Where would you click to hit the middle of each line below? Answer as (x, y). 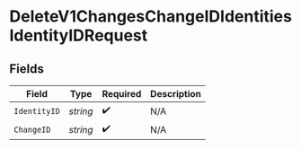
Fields (27, 69)
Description (176, 94)
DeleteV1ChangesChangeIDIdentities (150, 17)
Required (122, 94)
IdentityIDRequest (79, 35)
